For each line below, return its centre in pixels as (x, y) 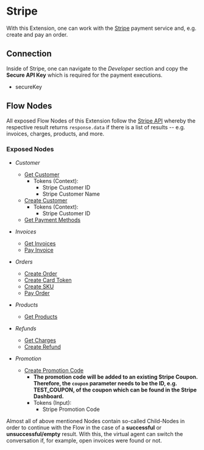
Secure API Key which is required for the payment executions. (84, 75)
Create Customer (46, 200)
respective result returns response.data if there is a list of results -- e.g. (96, 127)
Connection (29, 54)
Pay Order (37, 293)
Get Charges (40, 340)
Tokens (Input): (52, 402)
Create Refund (42, 346)
